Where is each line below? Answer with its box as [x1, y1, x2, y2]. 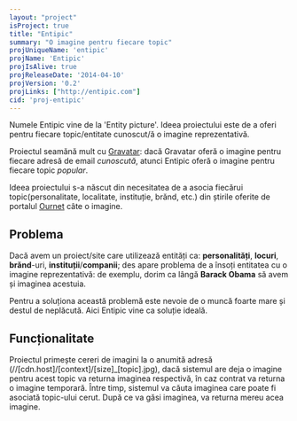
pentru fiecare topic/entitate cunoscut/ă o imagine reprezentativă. [9, 129, 250, 140]
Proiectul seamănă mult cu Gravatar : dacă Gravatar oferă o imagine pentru [9, 146, 282, 157]
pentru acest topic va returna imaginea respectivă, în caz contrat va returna [9, 373, 285, 384]
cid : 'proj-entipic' [9, 95, 86, 105]
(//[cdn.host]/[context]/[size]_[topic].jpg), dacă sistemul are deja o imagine [9, 364, 282, 374]
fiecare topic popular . [9, 165, 89, 175]
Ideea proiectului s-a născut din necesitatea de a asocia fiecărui [9, 183, 244, 193]
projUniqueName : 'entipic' [9, 46, 109, 55]
